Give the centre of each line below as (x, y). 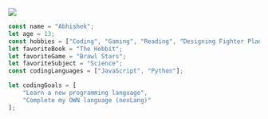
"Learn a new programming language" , (85, 93)
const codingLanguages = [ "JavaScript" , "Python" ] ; (96, 71)
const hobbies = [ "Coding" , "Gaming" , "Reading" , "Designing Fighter (126, 41)
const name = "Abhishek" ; (51, 26)
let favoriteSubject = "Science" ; (66, 64)
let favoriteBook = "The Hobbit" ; (66, 49)
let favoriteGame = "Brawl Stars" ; (67, 56)
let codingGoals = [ (43, 85)
